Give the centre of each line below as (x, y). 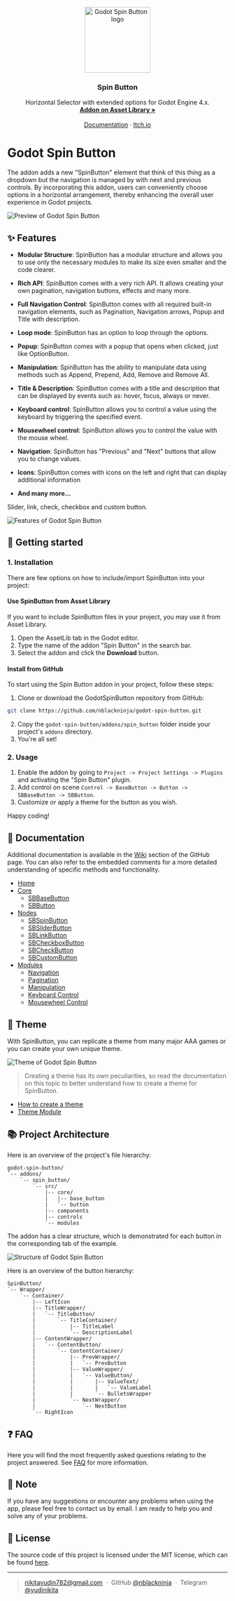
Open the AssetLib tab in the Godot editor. (78, 638)
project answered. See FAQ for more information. (78, 1462)
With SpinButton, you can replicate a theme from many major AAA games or (117, 1041)
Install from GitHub (35, 668)
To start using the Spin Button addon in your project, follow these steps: (111, 685)
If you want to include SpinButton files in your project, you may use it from (114, 617)
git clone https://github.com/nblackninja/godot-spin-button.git (104, 711)
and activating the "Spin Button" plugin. (74, 780)
